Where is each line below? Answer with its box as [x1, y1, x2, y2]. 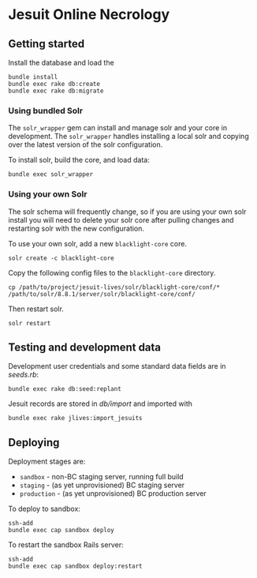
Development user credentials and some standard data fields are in [8, 362, 226, 371]
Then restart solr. [8, 304, 65, 313]
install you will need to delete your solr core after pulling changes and [8, 215, 234, 224]
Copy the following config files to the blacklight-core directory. [8, 268, 216, 277]
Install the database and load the [8, 58, 114, 67]
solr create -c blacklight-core [8, 254, 114, 262]
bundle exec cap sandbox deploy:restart [8, 562, 143, 570]
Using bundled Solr [8, 105, 84, 116]
